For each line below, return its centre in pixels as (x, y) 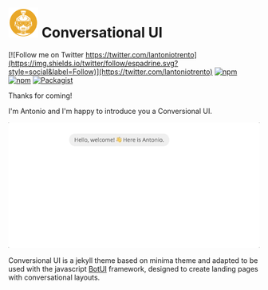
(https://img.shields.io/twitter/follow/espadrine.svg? (93, 63)
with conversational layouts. (54, 277)
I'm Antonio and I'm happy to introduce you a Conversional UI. (110, 111)
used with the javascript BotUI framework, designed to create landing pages (133, 268)
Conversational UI (102, 33)
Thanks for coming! (40, 96)
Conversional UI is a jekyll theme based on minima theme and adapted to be (133, 260)
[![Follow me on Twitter (46, 54)
